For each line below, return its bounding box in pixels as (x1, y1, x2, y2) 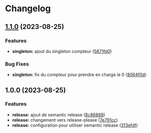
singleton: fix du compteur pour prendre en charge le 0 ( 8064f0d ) (12, 72, 147, 78)
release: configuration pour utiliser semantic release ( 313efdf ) (12, 122, 138, 128)
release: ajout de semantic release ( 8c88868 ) (12, 111, 105, 118)
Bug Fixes (5, 60, 29, 67)
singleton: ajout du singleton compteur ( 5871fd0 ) (12, 48, 112, 54)
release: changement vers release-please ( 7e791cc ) (12, 117, 118, 123)
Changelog (5, 3, 51, 14)
